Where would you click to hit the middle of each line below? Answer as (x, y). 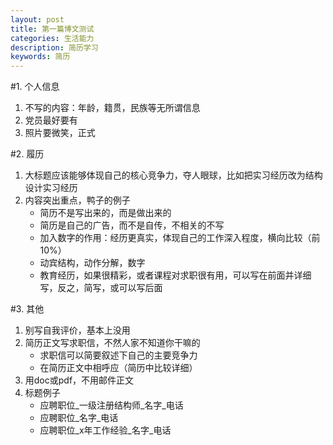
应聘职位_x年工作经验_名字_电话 (105, 430)
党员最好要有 (51, 120)
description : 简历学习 (54, 47)
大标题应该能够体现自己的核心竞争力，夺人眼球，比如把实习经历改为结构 (173, 175)
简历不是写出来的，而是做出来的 (105, 213)
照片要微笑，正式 (60, 133)
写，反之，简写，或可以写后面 (101, 288)
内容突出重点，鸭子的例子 (77, 200)
